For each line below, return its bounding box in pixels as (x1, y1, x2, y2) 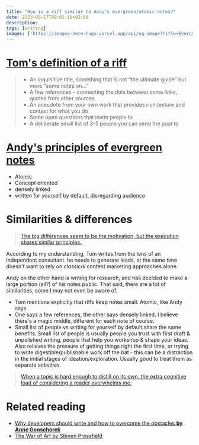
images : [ (6, 31, 31, 37)
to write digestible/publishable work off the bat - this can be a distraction (14, 348, 193, 356)
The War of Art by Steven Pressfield (14, 432, 102, 439)
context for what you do (29, 107, 88, 115)
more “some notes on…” (29, 82, 89, 90)
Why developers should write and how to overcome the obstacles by (14, 419, 183, 427)
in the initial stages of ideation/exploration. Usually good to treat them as (14, 355, 192, 362)
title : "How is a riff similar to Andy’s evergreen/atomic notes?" (6, 8, 176, 15)
